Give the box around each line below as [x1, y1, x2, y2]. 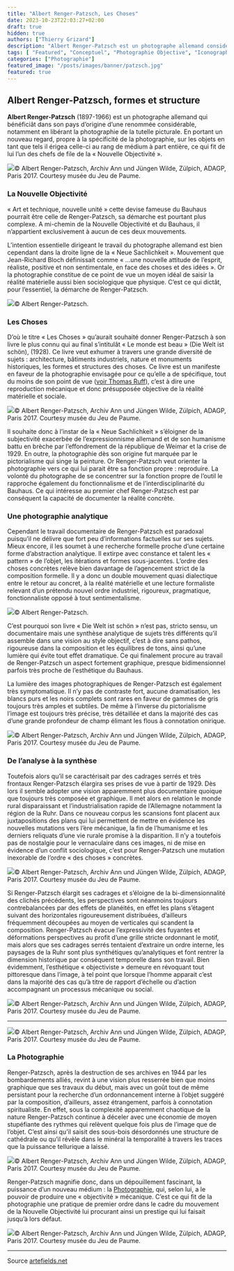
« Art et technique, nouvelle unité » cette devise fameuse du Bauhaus [7, 205, 207, 213]
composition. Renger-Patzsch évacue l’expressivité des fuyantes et [7, 925, 201, 934]
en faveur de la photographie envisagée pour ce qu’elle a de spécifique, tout [7, 370, 226, 378]
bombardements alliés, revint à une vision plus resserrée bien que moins [7, 1075, 216, 1084]
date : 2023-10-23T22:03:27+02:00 [7, 17, 104, 24]
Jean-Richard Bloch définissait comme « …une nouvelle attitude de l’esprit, [7, 255, 223, 264]
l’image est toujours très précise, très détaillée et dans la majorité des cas [7, 709, 219, 718]
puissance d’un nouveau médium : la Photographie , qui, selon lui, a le [7, 1185, 206, 1193]
